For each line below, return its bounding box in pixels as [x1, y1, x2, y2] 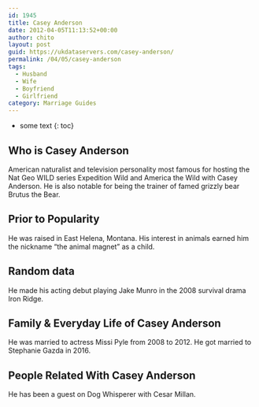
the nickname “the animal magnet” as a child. [8, 242, 155, 251]
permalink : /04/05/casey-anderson [8, 56, 122, 64]
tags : [8, 63, 26, 71]
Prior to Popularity [8, 213, 100, 226]
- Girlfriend [15, 92, 58, 100]
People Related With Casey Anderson [8, 368, 196, 382]
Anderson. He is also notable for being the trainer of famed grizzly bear [8, 181, 240, 191]
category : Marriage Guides [8, 99, 97, 107]
